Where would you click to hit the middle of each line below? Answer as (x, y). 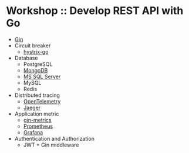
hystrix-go (36, 51)
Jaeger (32, 107)
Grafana (33, 132)
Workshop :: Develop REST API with (95, 11)
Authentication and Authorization (55, 138)
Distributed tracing (37, 95)
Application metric (37, 114)
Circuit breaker (33, 46)
